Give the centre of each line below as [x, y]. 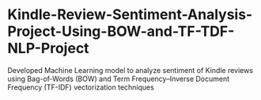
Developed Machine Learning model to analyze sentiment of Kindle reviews [130, 70]
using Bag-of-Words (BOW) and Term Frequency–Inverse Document [119, 79]
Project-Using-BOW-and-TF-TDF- [121, 31]
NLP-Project [48, 48]
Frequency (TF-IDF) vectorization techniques [81, 87]
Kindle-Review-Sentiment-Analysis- [130, 15]
